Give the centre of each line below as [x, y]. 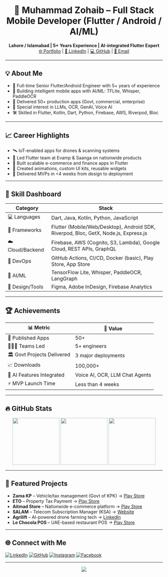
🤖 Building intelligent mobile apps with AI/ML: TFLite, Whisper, [76, 91]
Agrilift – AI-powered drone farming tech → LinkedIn [66, 517]
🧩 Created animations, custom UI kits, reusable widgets [69, 168]
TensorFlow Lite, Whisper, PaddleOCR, [97, 272]
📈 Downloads [24, 365]
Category [27, 208]
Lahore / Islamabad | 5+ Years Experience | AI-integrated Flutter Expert [84, 45]
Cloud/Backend [26, 250]
